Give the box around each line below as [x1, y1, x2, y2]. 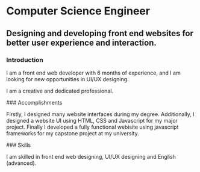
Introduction [6, 55, 43, 64]
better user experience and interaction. [6, 37, 157, 48]
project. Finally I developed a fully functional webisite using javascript [6, 123, 179, 131]
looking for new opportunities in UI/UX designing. [6, 75, 129, 82]
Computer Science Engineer [6, 4, 151, 18]
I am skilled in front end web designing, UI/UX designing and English [6, 153, 177, 160]
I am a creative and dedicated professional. [6, 87, 113, 94]
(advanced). [6, 159, 37, 167]
